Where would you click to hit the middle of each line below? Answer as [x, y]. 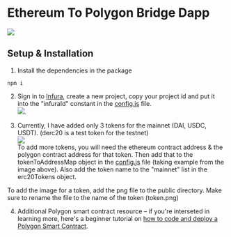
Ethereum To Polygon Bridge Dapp [109, 13]
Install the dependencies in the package [74, 70]
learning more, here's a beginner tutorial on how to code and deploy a [117, 218]
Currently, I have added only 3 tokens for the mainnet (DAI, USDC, [112, 125]
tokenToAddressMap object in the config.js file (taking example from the [121, 162]
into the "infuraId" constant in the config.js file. [84, 103]
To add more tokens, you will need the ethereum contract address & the [120, 147]
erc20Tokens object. [47, 176]
